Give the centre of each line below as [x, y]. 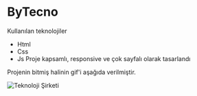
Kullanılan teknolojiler [37, 31]
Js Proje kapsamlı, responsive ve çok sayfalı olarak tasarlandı [104, 58]
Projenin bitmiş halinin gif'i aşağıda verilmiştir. [71, 72]
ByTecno [33, 12]
